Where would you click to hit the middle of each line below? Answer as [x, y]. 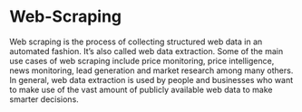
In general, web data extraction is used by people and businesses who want [151, 79]
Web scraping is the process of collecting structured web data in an [136, 42]
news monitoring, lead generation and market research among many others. [151, 70]
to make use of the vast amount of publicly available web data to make [141, 89]
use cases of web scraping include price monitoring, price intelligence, [142, 61]
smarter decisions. [44, 99]
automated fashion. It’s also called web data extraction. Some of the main [146, 51]
